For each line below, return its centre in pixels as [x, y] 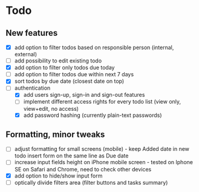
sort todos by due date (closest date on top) [69, 81]
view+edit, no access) [51, 108]
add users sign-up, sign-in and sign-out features [84, 95]
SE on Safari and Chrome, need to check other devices [83, 169]
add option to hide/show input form [58, 176]
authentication [32, 88]
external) [26, 55]
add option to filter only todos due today [64, 68]
